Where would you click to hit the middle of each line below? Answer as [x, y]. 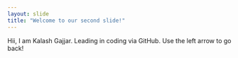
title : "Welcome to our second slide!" [66, 21]
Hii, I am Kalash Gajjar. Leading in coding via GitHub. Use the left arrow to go [119, 40]
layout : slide [28, 14]
